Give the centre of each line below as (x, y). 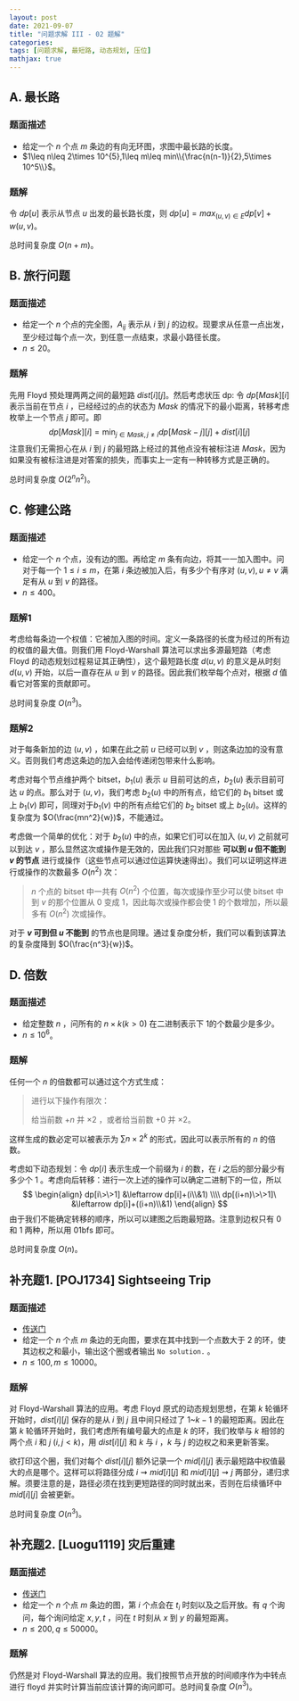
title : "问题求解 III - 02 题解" (67, 34)
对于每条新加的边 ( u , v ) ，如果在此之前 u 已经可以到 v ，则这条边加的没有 (142, 749)
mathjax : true (36, 59)
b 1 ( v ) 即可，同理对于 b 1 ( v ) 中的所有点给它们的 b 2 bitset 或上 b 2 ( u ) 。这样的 (153, 806)
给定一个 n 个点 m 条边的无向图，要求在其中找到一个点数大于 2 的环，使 (154, 1340)
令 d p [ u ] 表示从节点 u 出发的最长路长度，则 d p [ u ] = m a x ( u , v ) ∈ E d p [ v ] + (140, 214)
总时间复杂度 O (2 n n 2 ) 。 (52, 478)
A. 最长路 (35, 98)
